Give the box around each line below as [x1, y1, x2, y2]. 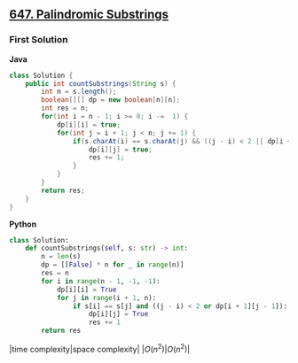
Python [9, 219, 37, 229]
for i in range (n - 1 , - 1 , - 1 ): [41, 276, 161, 286]
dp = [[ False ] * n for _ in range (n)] [41, 260, 184, 269]
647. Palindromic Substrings [9, 7, 169, 22]
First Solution [9, 34, 68, 46]
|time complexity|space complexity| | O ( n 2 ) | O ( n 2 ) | [9, 343, 191, 354]
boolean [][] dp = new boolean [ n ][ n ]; [41, 96, 180, 104]
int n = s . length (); [41, 88, 117, 97]
